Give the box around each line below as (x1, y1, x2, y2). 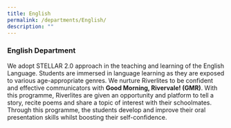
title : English (7, 10, 51, 17)
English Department (7, 46, 76, 55)
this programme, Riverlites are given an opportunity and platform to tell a (7, 91, 214, 99)
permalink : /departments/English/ (7, 17, 107, 24)
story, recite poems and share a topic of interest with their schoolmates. (7, 98, 212, 107)
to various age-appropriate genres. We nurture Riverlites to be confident (7, 76, 213, 84)
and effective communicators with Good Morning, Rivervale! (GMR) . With (7, 84, 218, 92)
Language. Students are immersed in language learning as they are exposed (7, 68, 225, 77)
